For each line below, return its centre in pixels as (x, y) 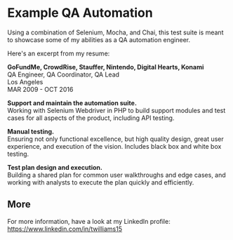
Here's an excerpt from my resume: (59, 53)
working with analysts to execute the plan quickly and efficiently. (101, 182)
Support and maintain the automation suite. (72, 102)
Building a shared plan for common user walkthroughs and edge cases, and (116, 175)
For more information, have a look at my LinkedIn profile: (89, 221)
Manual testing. (31, 131)
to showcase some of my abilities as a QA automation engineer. (99, 39)
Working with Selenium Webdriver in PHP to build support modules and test (116, 110)
